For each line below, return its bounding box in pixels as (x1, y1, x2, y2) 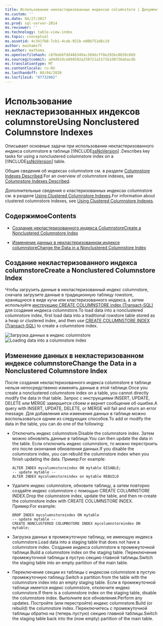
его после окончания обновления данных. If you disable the (12, 446, 134, 452)
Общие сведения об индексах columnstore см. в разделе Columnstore (5, 168, 150, 174)
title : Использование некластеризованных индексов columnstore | (5, 7, 140, 12)
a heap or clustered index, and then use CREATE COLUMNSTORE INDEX (5, 318, 150, 324)
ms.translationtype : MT (5, 61, 53, 66)
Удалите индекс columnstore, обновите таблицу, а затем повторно (12, 483, 150, 488)
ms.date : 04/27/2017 (5, 16, 47, 21)
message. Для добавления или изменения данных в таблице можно (5, 411, 147, 417)
